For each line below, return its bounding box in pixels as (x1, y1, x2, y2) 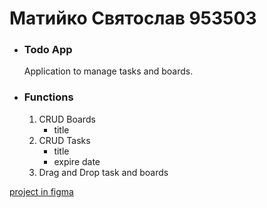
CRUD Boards (38, 113, 96, 125)
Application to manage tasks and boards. (23, 65, 194, 77)
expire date (53, 155, 101, 167)
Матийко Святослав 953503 (9, 7, 257, 30)
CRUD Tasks (38, 134, 91, 146)
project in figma (9, 185, 74, 197)
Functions (23, 90, 74, 104)
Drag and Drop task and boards (38, 166, 169, 178)
